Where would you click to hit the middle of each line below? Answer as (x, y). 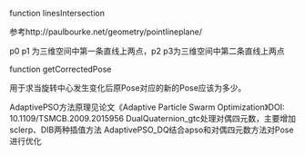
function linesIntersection (57, 13)
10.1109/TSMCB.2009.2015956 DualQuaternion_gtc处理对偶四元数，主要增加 (152, 118)
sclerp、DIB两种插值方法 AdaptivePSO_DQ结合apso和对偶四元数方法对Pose (152, 130)
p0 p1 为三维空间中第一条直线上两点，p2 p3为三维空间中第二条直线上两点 (147, 51)
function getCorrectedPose (61, 69)
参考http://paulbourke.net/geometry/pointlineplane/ (106, 32)
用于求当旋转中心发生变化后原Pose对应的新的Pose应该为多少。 (128, 88)
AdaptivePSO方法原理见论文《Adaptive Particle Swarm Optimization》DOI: (147, 107)
